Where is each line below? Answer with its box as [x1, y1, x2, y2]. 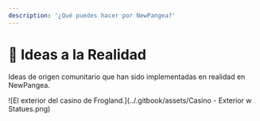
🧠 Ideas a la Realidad [8, 45, 147, 63]
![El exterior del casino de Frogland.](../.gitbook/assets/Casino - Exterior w [8, 96, 252, 105]
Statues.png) [8, 104, 51, 113]
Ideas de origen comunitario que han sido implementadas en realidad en [8, 72, 246, 81]
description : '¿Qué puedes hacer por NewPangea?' [8, 11, 177, 20]
